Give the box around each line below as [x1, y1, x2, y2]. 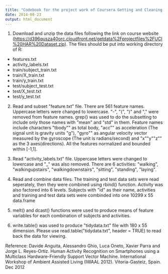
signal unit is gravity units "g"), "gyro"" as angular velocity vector [12, 130, 147, 136]
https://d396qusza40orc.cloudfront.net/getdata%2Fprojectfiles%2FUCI [14, 36, 162, 42]
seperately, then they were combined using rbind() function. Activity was [12, 181, 163, 188]
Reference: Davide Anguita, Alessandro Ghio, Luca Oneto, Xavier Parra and [5, 243, 160, 249]
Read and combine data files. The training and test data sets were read [12, 176, 159, 182]
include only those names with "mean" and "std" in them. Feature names [12, 119, 163, 126]
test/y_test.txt [12, 94, 41, 100]
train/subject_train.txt [12, 67, 57, 73]
